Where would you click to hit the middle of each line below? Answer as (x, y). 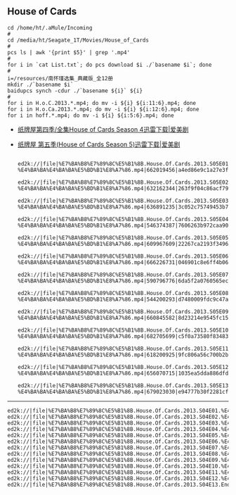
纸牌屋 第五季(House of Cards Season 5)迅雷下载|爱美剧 (99, 144)
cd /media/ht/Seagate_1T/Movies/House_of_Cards (78, 40)
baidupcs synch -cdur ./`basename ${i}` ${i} (75, 91)
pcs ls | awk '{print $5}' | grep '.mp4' (69, 52)
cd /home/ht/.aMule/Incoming (50, 27)
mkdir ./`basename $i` (40, 84)
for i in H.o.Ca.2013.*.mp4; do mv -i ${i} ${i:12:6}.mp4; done (103, 109)
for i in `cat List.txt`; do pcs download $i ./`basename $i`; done (110, 65)
